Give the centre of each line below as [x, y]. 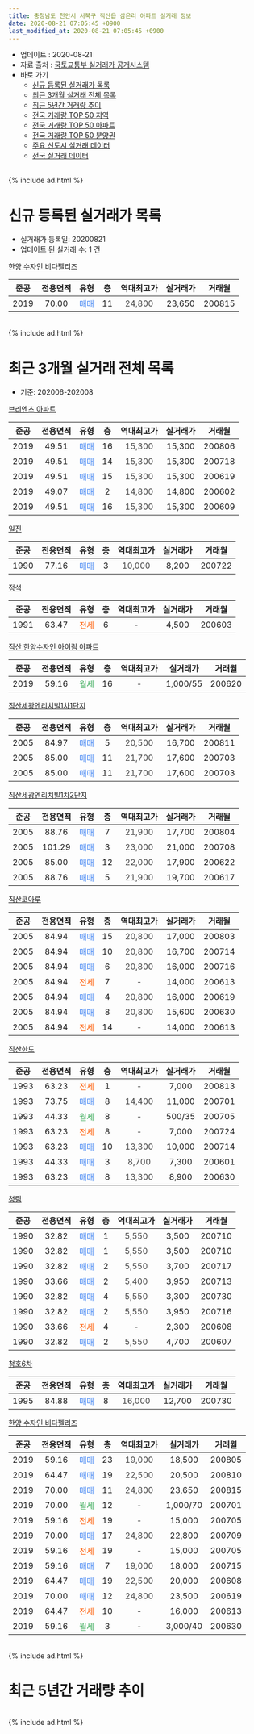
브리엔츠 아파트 [32, 409]
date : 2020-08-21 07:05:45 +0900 [65, 23]
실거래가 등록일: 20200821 [63, 240]
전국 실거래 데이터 [60, 156]
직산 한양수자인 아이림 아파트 [54, 647]
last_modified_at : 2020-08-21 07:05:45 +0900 [86, 31]
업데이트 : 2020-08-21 [56, 55]
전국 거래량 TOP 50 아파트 [73, 125]
